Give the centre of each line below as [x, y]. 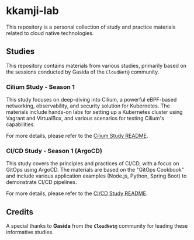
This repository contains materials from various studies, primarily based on [96, 65]
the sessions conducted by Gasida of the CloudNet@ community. [83, 72]
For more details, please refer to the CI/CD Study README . [77, 193]
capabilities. [20, 124]
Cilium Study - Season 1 [40, 87]
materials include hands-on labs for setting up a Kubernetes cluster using [94, 112]
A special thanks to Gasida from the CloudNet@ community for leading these [97, 226]
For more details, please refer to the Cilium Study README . [77, 136]
